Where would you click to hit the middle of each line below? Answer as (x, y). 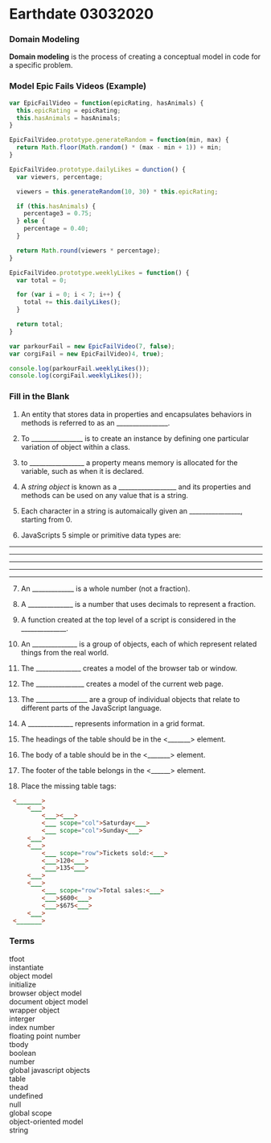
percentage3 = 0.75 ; (58, 214)
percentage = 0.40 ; (56, 229)
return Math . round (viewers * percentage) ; (88, 251)
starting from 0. (47, 519)
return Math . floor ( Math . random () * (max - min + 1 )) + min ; (119, 148)
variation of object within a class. (76, 447)
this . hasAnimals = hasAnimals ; (69, 118)
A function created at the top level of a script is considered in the (128, 619)
